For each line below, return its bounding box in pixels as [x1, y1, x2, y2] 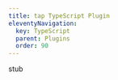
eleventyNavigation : [8, 19, 78, 27]
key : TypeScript [15, 27, 70, 35]
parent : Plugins [15, 34, 70, 43]
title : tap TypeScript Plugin [8, 11, 111, 20]
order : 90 [15, 42, 48, 50]
